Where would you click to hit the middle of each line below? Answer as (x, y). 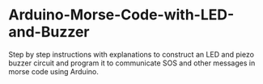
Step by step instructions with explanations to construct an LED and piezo (131, 54)
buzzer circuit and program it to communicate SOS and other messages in (132, 63)
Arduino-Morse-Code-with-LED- (121, 15)
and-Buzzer (49, 32)
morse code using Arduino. (53, 71)
